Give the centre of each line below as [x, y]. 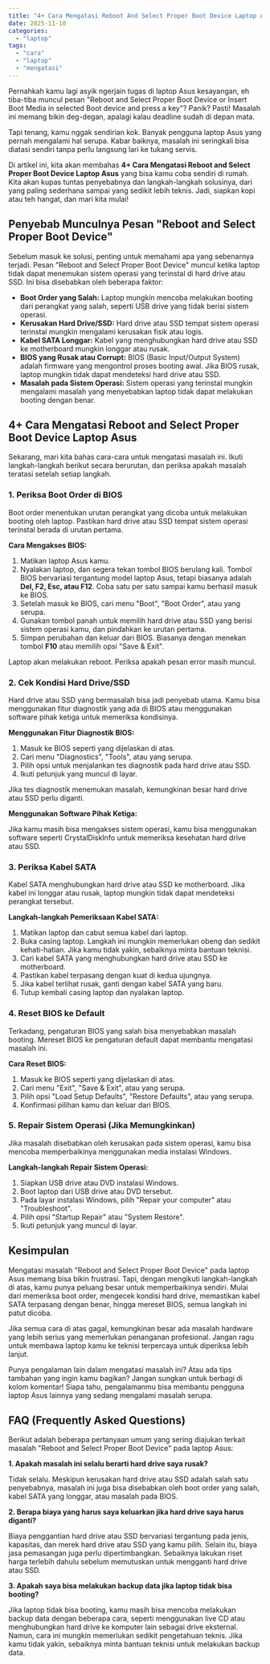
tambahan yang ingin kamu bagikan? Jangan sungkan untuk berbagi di [126, 1378]
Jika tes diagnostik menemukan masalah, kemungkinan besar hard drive [128, 789]
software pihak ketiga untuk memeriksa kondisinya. [93, 717]
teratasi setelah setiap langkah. [60, 474]
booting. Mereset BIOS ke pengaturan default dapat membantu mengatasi [131, 1039]
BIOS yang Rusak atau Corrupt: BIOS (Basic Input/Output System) [130, 357]
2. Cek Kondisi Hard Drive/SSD [69, 682]
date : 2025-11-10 [37, 23]
